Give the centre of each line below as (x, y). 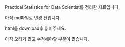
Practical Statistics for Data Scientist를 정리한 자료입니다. (62, 7)
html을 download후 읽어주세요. (35, 28)
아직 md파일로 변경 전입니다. (33, 18)
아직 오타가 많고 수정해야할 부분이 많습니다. (47, 39)
